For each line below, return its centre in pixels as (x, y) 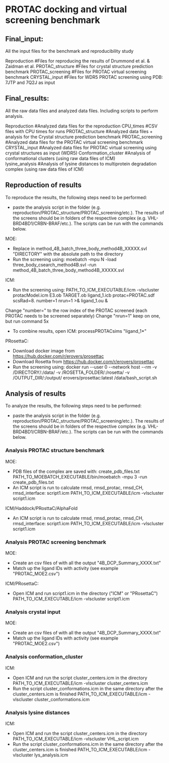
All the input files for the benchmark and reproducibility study (69, 51)
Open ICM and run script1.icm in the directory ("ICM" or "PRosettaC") (85, 593)
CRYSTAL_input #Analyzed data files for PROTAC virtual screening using (81, 147)
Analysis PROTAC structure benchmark (55, 451)
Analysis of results (36, 394)
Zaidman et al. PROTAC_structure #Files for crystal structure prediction (79, 66)
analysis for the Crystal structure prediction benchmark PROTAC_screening (84, 137)
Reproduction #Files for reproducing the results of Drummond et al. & (78, 61)
